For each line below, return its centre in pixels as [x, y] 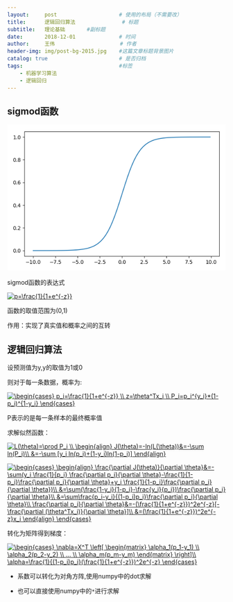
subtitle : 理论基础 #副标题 [57, 29]
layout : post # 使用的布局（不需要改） [95, 15]
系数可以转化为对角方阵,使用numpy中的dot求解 [84, 576]
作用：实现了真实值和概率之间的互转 [59, 326]
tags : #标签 [70, 66]
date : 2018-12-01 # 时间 [71, 37]
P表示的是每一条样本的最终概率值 [55, 418]
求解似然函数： [28, 433]
